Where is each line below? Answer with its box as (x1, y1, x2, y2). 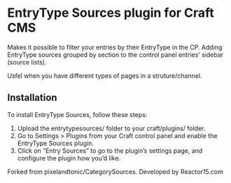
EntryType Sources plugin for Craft (7, 5, 215, 21)
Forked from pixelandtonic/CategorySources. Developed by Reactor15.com (7, 167, 224, 176)
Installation (7, 92, 57, 104)
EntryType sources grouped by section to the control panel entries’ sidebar (7, 50, 224, 59)
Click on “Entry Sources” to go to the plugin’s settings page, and (17, 146, 203, 155)
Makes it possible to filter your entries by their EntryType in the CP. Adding (7, 43, 223, 51)
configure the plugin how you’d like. (17, 154, 121, 162)
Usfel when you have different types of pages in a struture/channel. (7, 72, 202, 80)
